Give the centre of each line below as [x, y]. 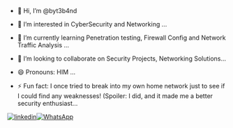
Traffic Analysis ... [43, 45]
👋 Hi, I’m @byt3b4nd [47, 11]
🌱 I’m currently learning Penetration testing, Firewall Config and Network [121, 38]
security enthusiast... [47, 103]
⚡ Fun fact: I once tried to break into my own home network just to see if [121, 86]
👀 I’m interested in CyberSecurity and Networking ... [92, 24]
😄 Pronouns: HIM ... [46, 72]
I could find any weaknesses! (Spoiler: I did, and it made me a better [115, 96]
